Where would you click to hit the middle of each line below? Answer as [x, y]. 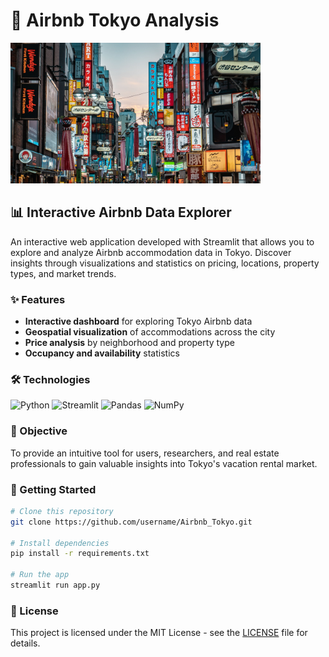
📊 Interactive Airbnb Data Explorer [121, 212]
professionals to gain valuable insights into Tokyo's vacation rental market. [164, 463]
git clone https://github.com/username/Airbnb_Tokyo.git [131, 522]
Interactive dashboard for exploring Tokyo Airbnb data [138, 321]
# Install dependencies [60, 543]
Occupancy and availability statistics [102, 353]
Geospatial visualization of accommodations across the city [150, 332]
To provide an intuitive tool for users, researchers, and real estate [145, 453]
